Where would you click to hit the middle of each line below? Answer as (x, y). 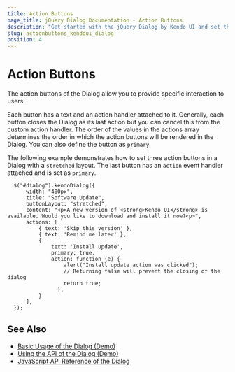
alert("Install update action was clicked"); (131, 265)
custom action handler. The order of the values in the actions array (103, 129)
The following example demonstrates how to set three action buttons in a (113, 158)
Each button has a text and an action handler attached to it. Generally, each (116, 115)
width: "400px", (49, 192)
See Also (27, 329)
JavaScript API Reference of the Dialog (73, 361)
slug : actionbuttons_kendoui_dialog (60, 33)
